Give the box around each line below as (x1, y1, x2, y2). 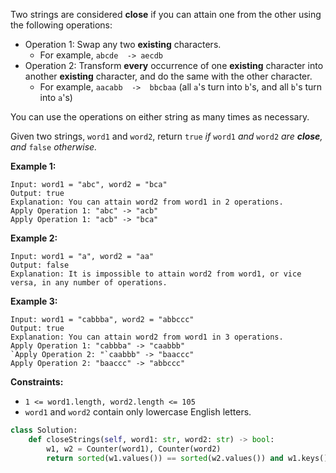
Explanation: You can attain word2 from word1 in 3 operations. (10, 332, 284, 342)
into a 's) (39, 92, 73, 103)
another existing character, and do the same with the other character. (24, 70, 313, 82)
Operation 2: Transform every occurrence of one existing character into (24, 60, 324, 71)
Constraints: (10, 376, 64, 388)
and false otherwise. (10, 141, 98, 153)
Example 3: (10, 295, 58, 307)
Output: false (10, 260, 70, 270)
